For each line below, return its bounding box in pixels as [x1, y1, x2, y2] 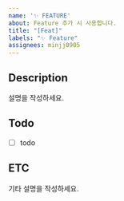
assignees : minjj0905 [8, 41, 81, 49]
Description [8, 71, 68, 85]
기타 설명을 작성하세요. [8, 183, 79, 193]
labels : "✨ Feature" [8, 33, 78, 42]
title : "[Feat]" [8, 26, 62, 34]
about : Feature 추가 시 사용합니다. [8, 19, 118, 27]
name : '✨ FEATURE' [8, 11, 71, 20]
